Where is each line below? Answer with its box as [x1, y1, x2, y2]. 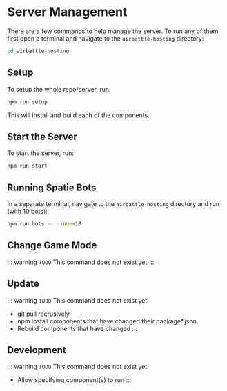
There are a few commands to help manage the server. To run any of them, [7, 27, 221, 35]
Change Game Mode [7, 239, 97, 252]
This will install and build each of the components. [7, 111, 150, 119]
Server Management [7, 4, 128, 20]
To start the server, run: [7, 149, 75, 157]
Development [7, 344, 67, 356]
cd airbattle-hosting [7, 48, 70, 54]
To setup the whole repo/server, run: [7, 85, 112, 93]
